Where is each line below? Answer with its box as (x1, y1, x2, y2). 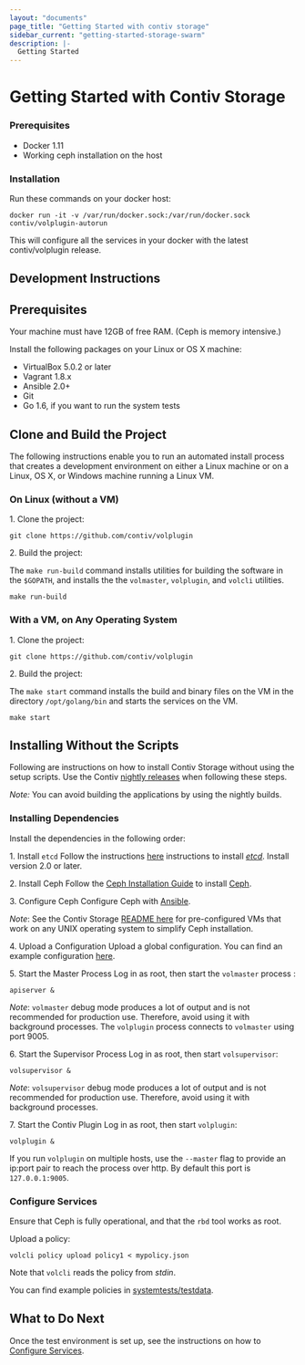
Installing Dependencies (9, 812, 120, 825)
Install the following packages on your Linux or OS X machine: (9, 344, 243, 355)
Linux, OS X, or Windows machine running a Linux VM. (9, 470, 215, 481)
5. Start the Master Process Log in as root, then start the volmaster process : (9, 968, 296, 979)
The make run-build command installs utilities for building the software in (9, 565, 284, 576)
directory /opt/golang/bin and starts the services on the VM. (9, 695, 239, 706)
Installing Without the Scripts (9, 737, 179, 753)
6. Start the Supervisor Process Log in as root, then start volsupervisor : (9, 1048, 279, 1059)
